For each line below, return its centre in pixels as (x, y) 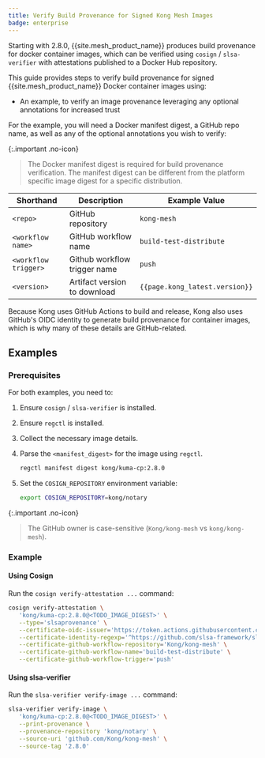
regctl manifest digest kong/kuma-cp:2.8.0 (92, 468)
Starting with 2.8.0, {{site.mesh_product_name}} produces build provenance (132, 45)
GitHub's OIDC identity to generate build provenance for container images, (129, 319)
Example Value (196, 200)
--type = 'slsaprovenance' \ (63, 622)
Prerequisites (34, 375)
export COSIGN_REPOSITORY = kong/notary (83, 498)
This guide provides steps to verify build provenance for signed (111, 77)
